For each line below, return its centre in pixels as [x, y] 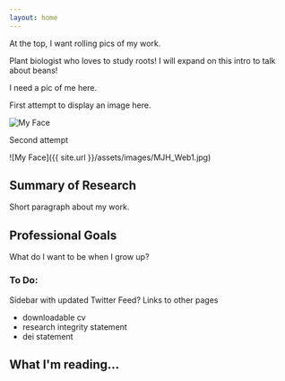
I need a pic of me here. [53, 87]
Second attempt [39, 139]
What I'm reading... [65, 364]
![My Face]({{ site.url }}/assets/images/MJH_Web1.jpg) [110, 157]
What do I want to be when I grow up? [79, 257]
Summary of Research [73, 186]
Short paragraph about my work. [69, 207]
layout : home [34, 18]
